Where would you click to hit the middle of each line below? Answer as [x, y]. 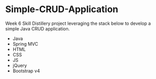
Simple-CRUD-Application [62, 9]
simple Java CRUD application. [38, 28]
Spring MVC [25, 44]
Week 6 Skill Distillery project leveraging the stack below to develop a [78, 23]
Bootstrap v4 [26, 71]
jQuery [20, 65]
